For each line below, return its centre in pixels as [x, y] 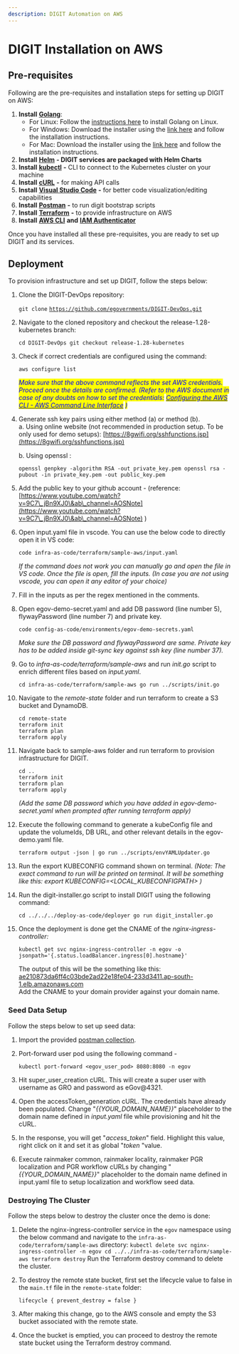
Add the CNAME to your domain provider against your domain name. [119, 992]
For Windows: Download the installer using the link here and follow [127, 129]
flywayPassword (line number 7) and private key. [90, 617]
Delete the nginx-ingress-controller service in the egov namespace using [124, 1230]
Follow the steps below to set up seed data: [72, 1026]
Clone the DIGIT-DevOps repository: [71, 295]
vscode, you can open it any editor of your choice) [93, 581]
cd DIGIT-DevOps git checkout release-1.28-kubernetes [101, 343]
